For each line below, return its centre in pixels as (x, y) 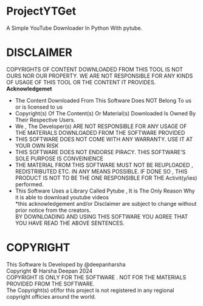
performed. (29, 184)
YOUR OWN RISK (37, 145)
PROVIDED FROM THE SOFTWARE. (50, 284)
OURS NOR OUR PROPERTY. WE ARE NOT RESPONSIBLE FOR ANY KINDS (100, 76)
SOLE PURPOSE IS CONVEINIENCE (59, 158)
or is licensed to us (39, 107)
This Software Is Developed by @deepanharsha (66, 264)
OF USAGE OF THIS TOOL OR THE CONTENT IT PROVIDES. (81, 82)
